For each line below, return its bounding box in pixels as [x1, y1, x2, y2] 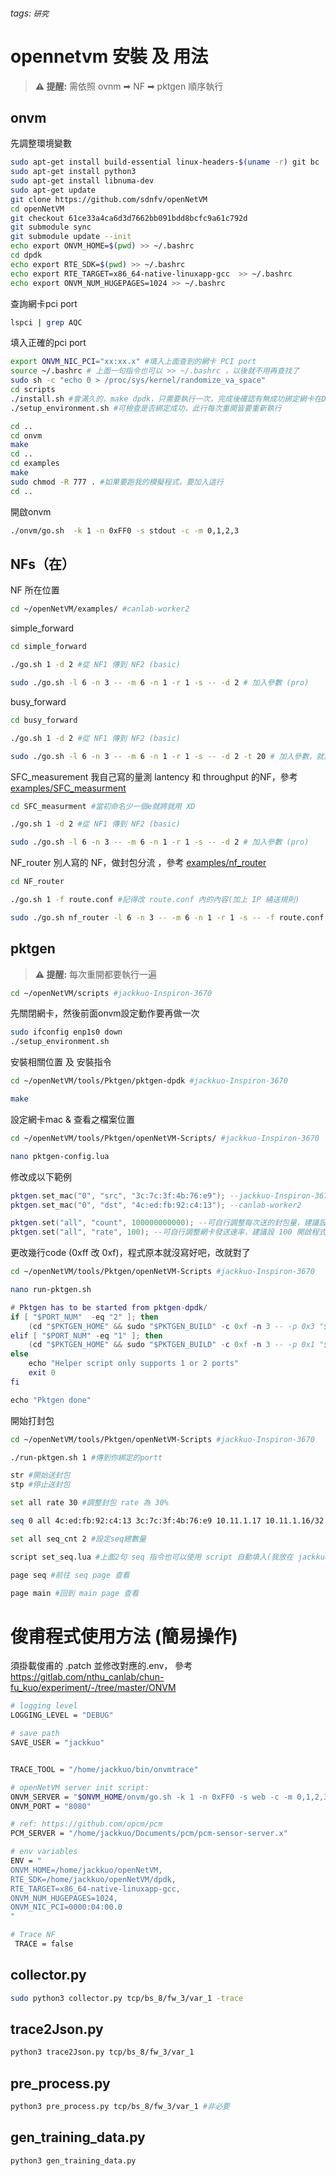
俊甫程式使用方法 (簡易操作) [10, 1625, 238, 1648]
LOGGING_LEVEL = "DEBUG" [10, 1710, 114, 1721]
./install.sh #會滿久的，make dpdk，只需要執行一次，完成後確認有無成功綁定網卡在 [10, 394, 322, 404]
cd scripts [10, 385, 56, 395]
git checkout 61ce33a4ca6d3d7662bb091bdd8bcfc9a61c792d [10, 213, 248, 223]
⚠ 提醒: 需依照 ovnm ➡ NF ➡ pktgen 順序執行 [34, 80, 224, 92]
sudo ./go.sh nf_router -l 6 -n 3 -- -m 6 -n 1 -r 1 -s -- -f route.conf [10, 912, 325, 923]
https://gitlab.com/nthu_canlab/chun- [10, 1671, 165, 1683]
